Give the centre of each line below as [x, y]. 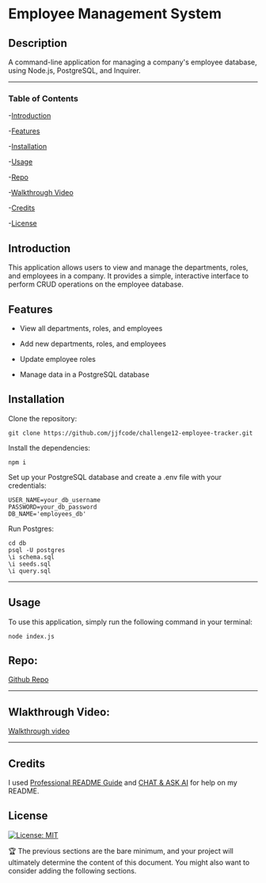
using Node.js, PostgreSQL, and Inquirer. [74, 71]
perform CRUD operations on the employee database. [96, 284]
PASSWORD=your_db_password [53, 507]
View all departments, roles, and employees [91, 328]
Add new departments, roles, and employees [93, 344]
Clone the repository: [43, 418]
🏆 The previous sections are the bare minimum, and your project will [121, 850]
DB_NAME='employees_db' [47, 514]
